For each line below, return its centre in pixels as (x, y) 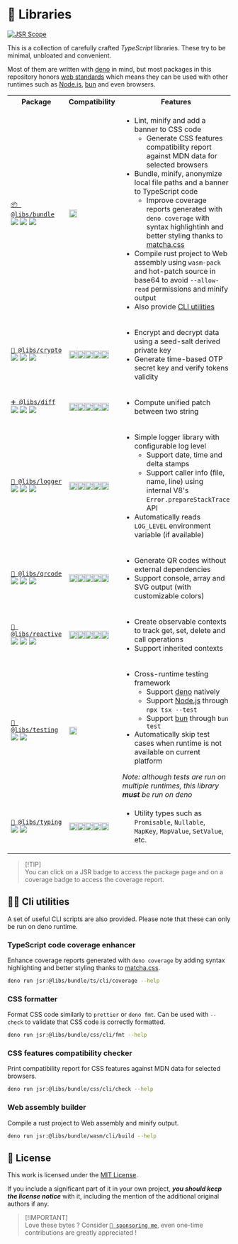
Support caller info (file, (186, 473)
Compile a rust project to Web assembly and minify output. (93, 1123)
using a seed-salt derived (177, 341)
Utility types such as (168, 813)
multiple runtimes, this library (171, 786)
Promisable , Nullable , (170, 822)
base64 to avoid (161, 280)
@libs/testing (35, 730)
